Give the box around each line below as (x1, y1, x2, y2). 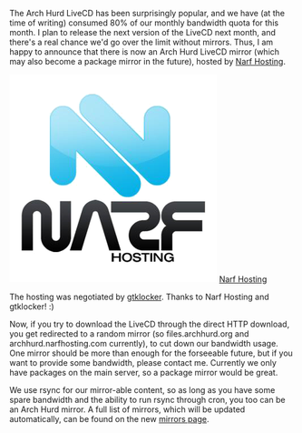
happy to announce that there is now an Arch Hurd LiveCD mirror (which (9, 46, 279, 57)
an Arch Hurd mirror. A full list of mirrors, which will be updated (9, 404, 246, 415)
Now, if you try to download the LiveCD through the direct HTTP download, (9, 318, 290, 329)
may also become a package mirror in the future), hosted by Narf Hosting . (9, 56, 286, 66)
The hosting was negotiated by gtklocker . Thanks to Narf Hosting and (9, 291, 269, 302)
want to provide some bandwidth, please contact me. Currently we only (9, 357, 277, 368)
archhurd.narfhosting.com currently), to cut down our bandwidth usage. (9, 338, 278, 348)
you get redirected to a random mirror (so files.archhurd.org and (9, 328, 249, 339)
